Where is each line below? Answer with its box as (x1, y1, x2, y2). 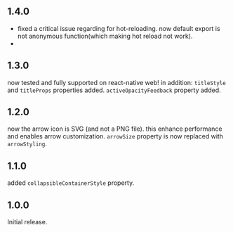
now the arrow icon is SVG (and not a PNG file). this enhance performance (7, 124, 222, 133)
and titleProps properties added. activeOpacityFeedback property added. (7, 86, 221, 94)
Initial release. (7, 218, 48, 226)
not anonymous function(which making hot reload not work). (17, 32, 193, 40)
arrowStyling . (7, 140, 47, 148)
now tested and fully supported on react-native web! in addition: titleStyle (7, 78, 226, 86)
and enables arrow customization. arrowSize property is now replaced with (7, 132, 223, 141)
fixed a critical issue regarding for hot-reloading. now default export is (17, 24, 220, 32)
